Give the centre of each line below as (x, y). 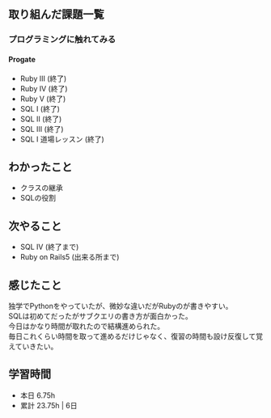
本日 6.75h (38, 395)
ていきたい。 (36, 346)
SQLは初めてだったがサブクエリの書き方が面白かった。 (100, 316)
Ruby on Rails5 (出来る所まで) (70, 257)
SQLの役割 (38, 198)
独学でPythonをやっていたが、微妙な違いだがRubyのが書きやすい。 (121, 306)
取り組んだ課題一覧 (56, 15)
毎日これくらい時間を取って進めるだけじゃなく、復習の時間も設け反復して (132, 336)
